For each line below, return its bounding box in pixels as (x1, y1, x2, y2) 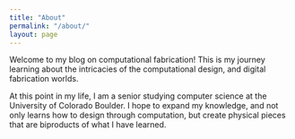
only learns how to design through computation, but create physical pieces (9, 109, 286, 121)
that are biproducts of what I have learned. (9, 119, 167, 130)
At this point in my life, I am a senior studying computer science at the (9, 91, 267, 101)
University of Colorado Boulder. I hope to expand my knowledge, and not (9, 100, 279, 111)
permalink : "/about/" (9, 22, 91, 30)
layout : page (9, 30, 58, 39)
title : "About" (9, 13, 66, 22)
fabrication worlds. (9, 74, 79, 84)
